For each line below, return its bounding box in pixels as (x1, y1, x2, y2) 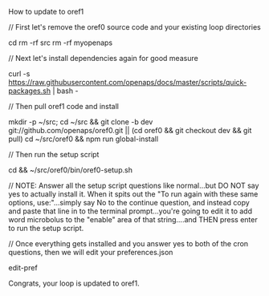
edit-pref (8, 263, 38, 272)
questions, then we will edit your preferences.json (8, 248, 173, 257)
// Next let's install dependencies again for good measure (8, 54, 198, 63)
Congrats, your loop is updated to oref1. (8, 278, 140, 288)
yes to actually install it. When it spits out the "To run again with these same (8, 189, 259, 199)
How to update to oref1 (8, 7, 84, 16)
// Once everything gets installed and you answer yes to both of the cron (8, 239, 249, 248)
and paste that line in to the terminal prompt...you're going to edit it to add (8, 206, 253, 216)
